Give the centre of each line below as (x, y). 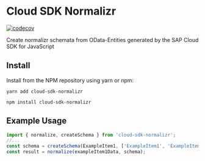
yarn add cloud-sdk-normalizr (45, 91)
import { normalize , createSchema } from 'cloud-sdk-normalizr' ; (91, 135)
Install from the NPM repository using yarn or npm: (70, 80)
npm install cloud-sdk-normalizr (49, 102)
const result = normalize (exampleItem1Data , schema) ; (76, 152)
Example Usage (37, 121)
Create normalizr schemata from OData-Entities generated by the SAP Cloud (103, 40)
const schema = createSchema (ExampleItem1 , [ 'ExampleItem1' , (86, 146)
